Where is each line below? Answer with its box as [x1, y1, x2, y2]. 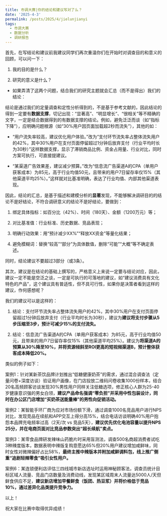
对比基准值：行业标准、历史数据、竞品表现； [12, 220, 104, 226]
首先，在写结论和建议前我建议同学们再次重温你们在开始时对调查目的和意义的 [5, 49, 162, 55]
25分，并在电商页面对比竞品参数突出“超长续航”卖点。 [5, 425, 116, 432]
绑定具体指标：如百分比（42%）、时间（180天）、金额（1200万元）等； [12, 209, 158, 215]
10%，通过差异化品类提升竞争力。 [5, 484, 76, 490]
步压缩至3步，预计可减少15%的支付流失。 [12, 320, 98, 327]
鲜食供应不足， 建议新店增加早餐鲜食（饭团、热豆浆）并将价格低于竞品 [5, 478, 149, 484]
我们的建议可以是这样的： [5, 297, 58, 303]
